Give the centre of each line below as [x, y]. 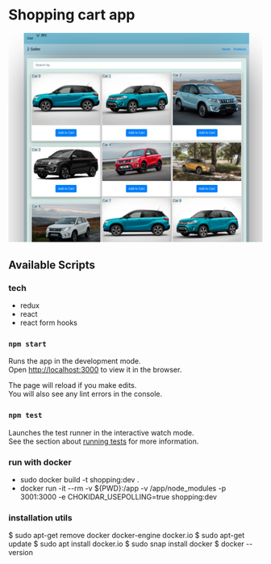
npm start [27, 344]
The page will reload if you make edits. [73, 385]
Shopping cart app [72, 15]
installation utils [40, 517]
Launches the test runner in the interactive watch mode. [102, 432]
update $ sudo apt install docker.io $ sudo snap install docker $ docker [126, 544]
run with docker [40, 462]
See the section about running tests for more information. [104, 441]
